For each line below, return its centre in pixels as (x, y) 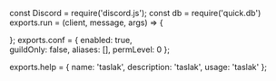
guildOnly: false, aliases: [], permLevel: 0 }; (90, 49)
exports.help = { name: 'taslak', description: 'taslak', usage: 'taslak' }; (138, 67)
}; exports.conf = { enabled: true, (71, 40)
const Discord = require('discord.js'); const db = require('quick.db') (135, 13)
